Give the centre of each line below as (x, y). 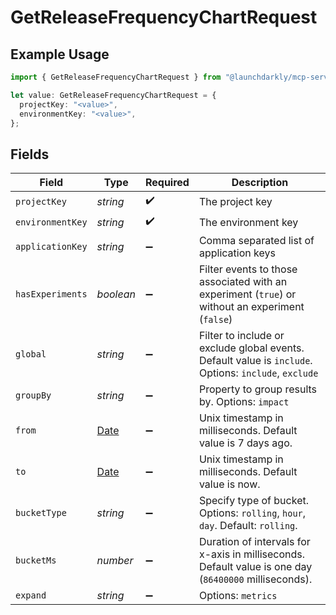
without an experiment (251, 307)
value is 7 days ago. (245, 443)
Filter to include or (241, 336)
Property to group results (258, 389)
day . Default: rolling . (248, 526)
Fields (30, 154)
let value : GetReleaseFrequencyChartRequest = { (113, 95)
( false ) (215, 319)
